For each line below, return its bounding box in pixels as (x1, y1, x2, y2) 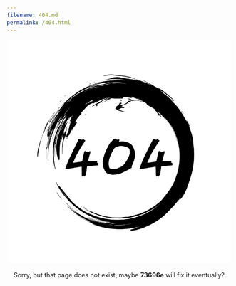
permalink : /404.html (6, 18, 71, 26)
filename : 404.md (6, 11, 58, 18)
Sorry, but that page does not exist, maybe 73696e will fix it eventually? (13, 270, 225, 279)
